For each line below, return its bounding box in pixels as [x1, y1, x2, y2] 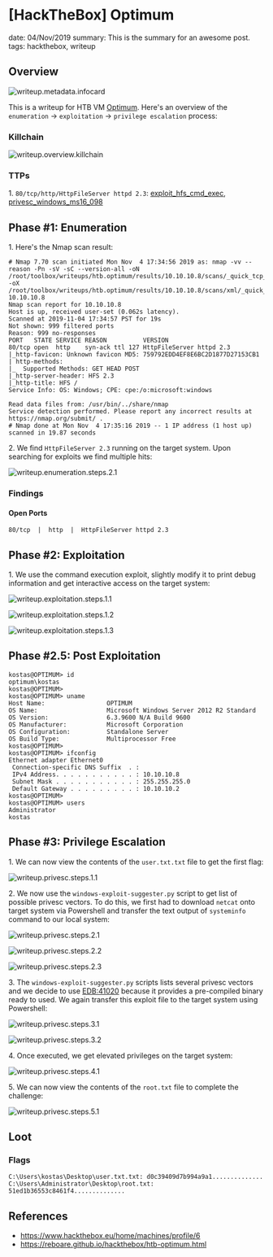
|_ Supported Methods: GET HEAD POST [8, 364, 140, 373]
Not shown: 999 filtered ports [8, 322, 115, 330]
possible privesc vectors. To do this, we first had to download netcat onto [8, 897, 256, 906]
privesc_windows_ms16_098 [8, 197, 103, 207]
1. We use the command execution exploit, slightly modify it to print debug [8, 570, 256, 579]
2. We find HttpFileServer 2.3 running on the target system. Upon [8, 443, 232, 453]
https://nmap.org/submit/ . [8, 415, 104, 423]
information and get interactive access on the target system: [8, 578, 210, 588]
